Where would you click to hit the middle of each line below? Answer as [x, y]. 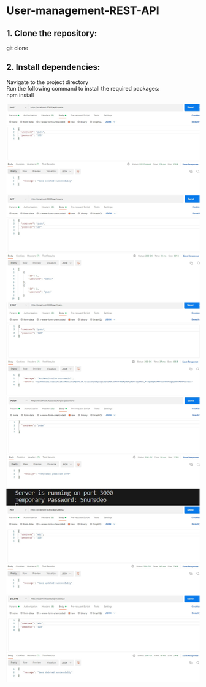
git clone [17, 48]
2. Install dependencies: [53, 67]
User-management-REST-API [83, 11]
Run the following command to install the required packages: [83, 88]
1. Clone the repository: [52, 33]
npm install [20, 95]
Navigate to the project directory [48, 82]
